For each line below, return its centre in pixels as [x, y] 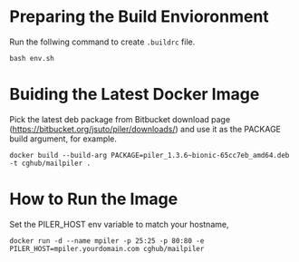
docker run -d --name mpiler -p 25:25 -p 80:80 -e [107, 241]
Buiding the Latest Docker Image [135, 95]
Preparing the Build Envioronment [139, 17]
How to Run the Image [94, 199]
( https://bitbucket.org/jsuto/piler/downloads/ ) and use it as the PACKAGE [145, 129]
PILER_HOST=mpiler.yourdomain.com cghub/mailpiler [107, 248]
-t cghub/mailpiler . [50, 163]
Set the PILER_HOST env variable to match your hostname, [119, 224]
